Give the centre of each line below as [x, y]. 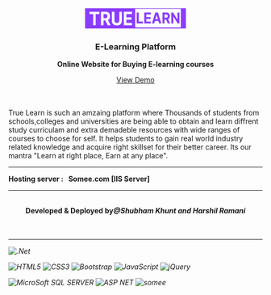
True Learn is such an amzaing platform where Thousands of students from [134, 113]
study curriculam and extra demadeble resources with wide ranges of [124, 130]
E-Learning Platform [135, 46]
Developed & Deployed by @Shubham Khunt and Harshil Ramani [135, 211]
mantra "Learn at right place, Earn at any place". [88, 156]
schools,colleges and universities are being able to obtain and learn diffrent [133, 121]
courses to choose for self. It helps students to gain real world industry [126, 139]
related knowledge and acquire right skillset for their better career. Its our [130, 147]
